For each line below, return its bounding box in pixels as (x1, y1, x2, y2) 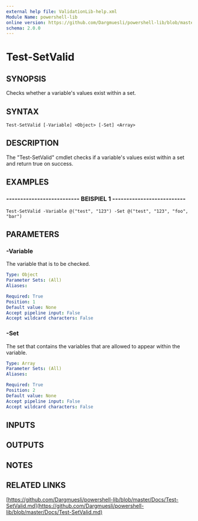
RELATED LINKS (6, 480, 66, 490)
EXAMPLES (6, 177, 49, 187)
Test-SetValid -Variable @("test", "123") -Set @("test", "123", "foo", (6, 208, 189, 214)
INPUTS (6, 420, 35, 430)
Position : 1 (6, 299, 35, 305)
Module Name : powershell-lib (6, 14, 78, 20)
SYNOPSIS (6, 74, 47, 84)
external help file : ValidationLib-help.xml (6, 8, 117, 15)
